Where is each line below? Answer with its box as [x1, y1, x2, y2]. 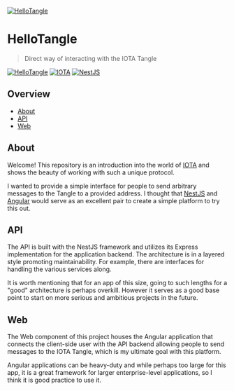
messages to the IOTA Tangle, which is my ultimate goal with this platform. [7, 348, 221, 356]
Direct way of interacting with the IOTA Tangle [24, 54, 157, 62]
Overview [7, 88, 51, 100]
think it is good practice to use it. [7, 376, 101, 385]
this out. [7, 204, 31, 212]
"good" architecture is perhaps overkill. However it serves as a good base [7, 286, 220, 294]
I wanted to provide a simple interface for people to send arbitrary [7, 181, 197, 190]
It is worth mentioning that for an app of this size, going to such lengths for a [7, 279, 228, 287]
